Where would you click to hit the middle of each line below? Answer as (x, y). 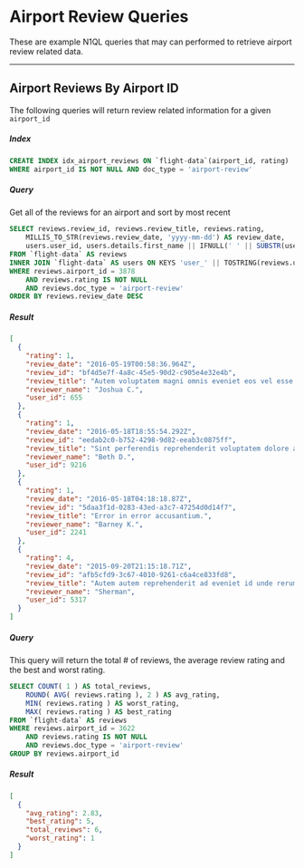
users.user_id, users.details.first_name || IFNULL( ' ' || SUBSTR (153, 246)
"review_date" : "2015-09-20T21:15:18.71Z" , (109, 566)
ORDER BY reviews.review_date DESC (76, 296)
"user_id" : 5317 (57, 600)
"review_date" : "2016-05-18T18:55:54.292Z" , (111, 431)
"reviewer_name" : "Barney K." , (85, 524)
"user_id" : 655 (54, 398)
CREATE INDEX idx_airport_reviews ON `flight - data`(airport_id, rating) (149, 160)
